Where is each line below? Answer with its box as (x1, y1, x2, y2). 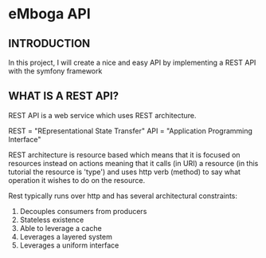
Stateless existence (19, 215, 84, 224)
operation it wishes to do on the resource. (8, 175, 146, 185)
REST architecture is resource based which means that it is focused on (8, 149, 241, 160)
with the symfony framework (8, 66, 103, 76)
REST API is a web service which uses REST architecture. (8, 110, 197, 120)
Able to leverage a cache (19, 223, 102, 232)
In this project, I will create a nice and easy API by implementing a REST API (8, 58, 256, 67)
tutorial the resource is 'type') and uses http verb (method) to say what (8, 167, 241, 177)
